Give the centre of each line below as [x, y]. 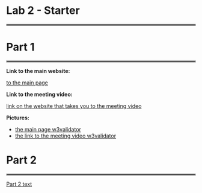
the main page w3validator [48, 129]
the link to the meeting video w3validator [65, 136]
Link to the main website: [38, 71]
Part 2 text [19, 184]
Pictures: [18, 118]
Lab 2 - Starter [43, 11]
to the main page [27, 83]
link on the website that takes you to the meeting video [74, 106]
